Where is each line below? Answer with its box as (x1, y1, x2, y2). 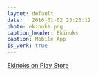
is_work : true (7, 42, 48, 49)
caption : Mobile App (7, 36, 67, 43)
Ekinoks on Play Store (7, 61, 69, 69)
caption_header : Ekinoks (7, 29, 79, 37)
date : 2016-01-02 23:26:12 (7, 17, 91, 23)
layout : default (7, 10, 54, 17)
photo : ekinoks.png (7, 23, 63, 30)
